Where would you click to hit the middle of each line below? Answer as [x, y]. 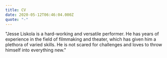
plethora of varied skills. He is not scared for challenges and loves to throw [84, 45]
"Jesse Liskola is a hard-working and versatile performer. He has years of [82, 34]
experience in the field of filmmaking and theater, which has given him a [81, 39]
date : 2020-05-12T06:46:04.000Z [39, 15]
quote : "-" [17, 19]
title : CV [16, 10]
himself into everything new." [36, 50]
